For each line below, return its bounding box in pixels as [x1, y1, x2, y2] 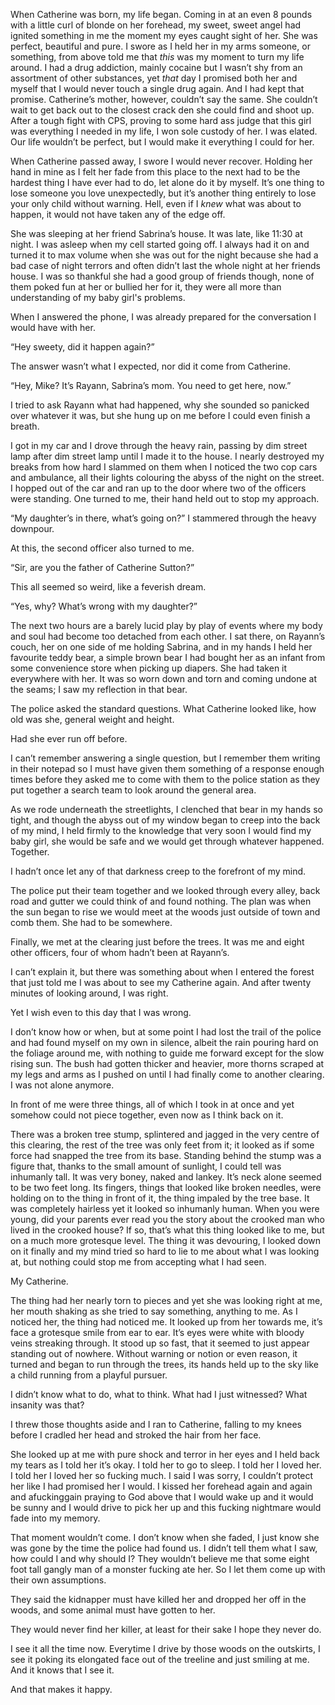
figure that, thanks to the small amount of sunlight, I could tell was [10, 1160, 282, 1172]
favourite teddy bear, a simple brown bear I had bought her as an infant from [10, 652, 326, 663]
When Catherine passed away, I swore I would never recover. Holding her [10, 155, 313, 167]
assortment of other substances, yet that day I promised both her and [10, 72, 298, 84]
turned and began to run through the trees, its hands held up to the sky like [10, 1359, 320, 1370]
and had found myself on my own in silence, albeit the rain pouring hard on [10, 1037, 319, 1048]
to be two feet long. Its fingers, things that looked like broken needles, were [10, 1182, 322, 1193]
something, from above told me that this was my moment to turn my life [10, 51, 305, 63]
